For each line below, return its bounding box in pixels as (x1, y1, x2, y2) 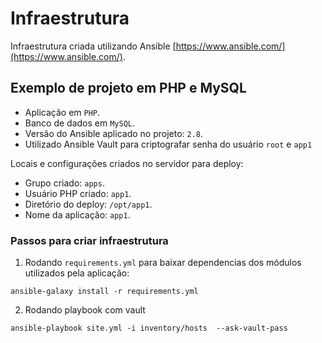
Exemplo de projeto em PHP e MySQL (10, 80, 247, 97)
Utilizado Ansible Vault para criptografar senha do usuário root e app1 (24, 138, 313, 150)
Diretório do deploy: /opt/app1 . (24, 198, 153, 210)
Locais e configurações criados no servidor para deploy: (10, 157, 244, 169)
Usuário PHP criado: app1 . (24, 187, 132, 199)
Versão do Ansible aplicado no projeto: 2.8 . (24, 127, 204, 139)
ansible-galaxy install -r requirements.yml (10, 287, 199, 297)
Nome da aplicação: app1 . (24, 208, 131, 221)
